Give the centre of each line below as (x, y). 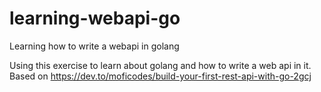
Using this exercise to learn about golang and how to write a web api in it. (160, 65)
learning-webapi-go (95, 18)
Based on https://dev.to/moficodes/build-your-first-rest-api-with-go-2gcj (160, 76)
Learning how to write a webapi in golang (94, 46)
